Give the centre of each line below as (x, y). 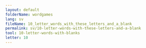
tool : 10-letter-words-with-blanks (43, 33)
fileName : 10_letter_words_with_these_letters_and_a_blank (69, 24)
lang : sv (14, 19)
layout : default (22, 10)
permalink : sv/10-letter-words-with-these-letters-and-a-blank (73, 28)
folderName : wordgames (29, 14)
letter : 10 (17, 38)
